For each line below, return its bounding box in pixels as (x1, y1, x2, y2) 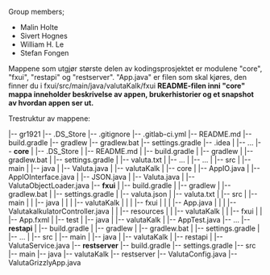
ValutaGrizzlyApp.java (8, 258, 81, 267)
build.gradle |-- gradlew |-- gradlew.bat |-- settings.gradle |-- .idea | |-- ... (8, 138, 254, 148)
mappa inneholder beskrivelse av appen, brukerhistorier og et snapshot (8, 90, 254, 99)
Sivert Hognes (19, 31, 69, 40)
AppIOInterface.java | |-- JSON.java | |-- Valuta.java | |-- (8, 173, 195, 181)
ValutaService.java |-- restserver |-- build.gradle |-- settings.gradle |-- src (8, 241, 256, 250)
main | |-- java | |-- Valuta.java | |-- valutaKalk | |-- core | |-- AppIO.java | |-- (8, 164, 260, 173)
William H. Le (19, 40, 64, 49)
